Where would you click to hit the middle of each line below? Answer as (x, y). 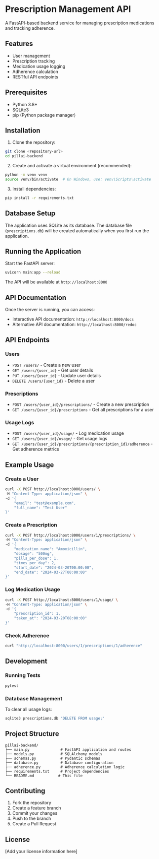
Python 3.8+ (25, 104)
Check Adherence (27, 635)
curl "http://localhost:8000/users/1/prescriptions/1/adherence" (74, 646)
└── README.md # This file (44, 776)
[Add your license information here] (41, 852)
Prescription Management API (68, 9)
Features (19, 44)
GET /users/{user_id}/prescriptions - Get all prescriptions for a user (83, 410)
